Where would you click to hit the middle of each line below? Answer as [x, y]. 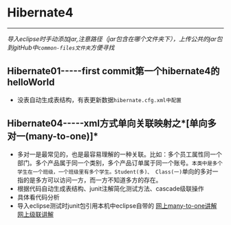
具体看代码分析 [38, 197]
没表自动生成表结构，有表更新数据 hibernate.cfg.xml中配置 [99, 99]
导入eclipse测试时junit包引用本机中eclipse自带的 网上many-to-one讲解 [117, 205]
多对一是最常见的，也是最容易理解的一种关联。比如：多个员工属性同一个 [119, 154]
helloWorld [31, 83]
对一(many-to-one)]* [53, 136]
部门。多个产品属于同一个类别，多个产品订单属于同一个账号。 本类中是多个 [120, 163]
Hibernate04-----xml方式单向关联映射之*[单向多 [112, 124]
